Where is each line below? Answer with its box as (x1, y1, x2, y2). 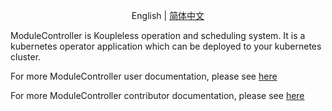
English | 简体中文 (131, 10, 205, 21)
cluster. (10, 51, 42, 63)
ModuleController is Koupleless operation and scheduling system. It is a (10, 30, 306, 41)
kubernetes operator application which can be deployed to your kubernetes (10, 40, 322, 52)
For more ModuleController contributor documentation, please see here (10, 90, 305, 101)
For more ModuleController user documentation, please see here (10, 70, 278, 82)
